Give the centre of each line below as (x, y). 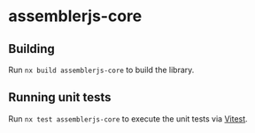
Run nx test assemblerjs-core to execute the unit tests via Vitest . (128, 118)
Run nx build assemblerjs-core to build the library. (101, 70)
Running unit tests (60, 97)
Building (31, 49)
